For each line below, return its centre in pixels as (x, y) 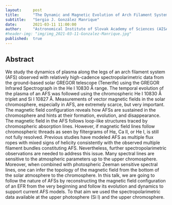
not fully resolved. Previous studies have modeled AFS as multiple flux (79, 137)
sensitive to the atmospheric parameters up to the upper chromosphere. (81, 159)
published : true (24, 39)
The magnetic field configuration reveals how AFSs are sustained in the (81, 110)
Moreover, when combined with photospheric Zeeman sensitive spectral (81, 164)
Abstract (20, 59)
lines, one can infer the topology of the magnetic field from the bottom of (82, 170)
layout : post (24, 10)
